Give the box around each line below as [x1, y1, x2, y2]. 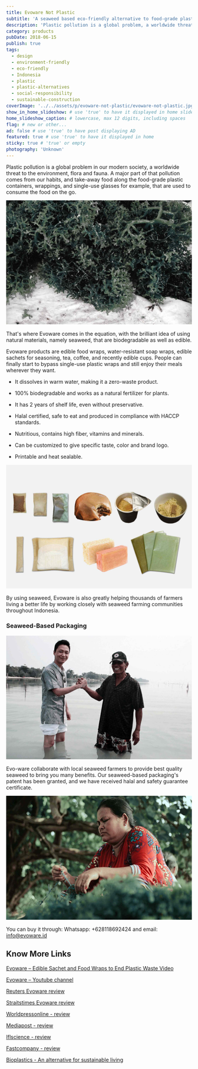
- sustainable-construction [11, 97, 81, 103]
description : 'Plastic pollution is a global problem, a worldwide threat [6, 22, 194, 28]
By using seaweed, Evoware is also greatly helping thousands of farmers [6, 594, 183, 601]
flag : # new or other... [6, 122, 67, 128]
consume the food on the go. [6, 188, 77, 195]
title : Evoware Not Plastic [6, 9, 75, 15]
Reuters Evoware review [6, 988, 65, 995]
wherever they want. [6, 367, 56, 374]
